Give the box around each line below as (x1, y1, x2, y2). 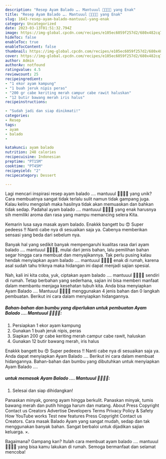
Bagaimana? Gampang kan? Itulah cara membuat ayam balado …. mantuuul (5, 439, 159, 445)
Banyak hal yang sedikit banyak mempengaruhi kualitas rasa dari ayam (5, 242, 150, 248)
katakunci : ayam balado (5, 145, 54, 150)
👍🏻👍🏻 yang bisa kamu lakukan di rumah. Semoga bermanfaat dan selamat (5, 444, 156, 450)
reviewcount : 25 (5, 72, 39, 77)
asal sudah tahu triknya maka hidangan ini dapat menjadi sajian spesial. (5, 262, 151, 268)
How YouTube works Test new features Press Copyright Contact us (5, 413, 142, 419)
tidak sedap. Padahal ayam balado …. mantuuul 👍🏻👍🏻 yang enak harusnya (5, 206, 157, 212)
